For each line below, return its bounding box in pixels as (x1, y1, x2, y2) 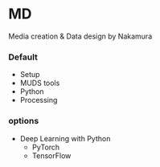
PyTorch (31, 142, 60, 152)
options (8, 116, 39, 127)
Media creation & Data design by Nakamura (8, 31, 153, 41)
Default (8, 51, 39, 63)
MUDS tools (19, 78, 60, 88)
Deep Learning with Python (19, 133, 111, 143)
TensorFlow (31, 150, 72, 161)
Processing (19, 96, 58, 105)
